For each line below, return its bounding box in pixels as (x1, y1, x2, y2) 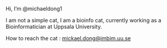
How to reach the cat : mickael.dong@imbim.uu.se (5, 35, 131, 41)
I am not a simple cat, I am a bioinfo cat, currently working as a (5, 17, 162, 23)
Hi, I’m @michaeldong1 (5, 5, 63, 12)
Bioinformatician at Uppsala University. (5, 23, 102, 30)
